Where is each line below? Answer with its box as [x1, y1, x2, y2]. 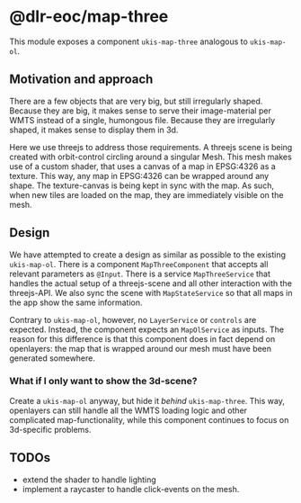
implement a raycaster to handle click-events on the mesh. [22, 483, 240, 494]
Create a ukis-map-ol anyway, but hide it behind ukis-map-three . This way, [9, 395, 285, 406]
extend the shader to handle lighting [22, 474, 157, 485]
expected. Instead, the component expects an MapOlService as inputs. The [9, 324, 285, 335]
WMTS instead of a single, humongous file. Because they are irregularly [9, 114, 276, 125]
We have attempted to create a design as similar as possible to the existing [9, 249, 286, 260]
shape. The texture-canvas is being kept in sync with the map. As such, [9, 180, 274, 191]
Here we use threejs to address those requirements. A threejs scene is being [9, 141, 293, 152]
